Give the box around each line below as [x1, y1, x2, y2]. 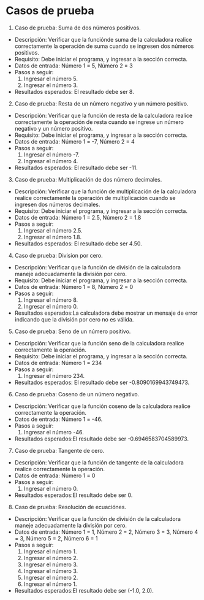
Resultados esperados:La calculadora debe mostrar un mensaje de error [14, 309, 198, 317]
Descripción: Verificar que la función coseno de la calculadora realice [14, 402, 191, 410]
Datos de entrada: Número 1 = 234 [14, 359, 102, 366]
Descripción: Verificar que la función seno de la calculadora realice [14, 339, 184, 347]
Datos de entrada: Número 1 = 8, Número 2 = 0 [14, 283, 134, 290]
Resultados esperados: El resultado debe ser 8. [14, 88, 134, 95]
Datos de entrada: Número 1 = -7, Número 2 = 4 [14, 137, 135, 145]
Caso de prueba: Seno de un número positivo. [14, 328, 131, 335]
